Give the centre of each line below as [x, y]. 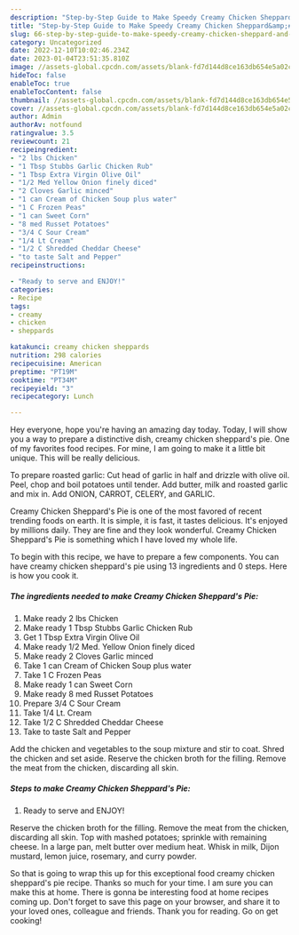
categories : [32, 290]
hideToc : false [38, 76]
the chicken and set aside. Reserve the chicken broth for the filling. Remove [148, 759]
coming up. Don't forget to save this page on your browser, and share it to [145, 902]
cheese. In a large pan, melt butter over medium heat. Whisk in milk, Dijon [145, 847]
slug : [20, 34]
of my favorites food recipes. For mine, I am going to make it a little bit [138, 449]
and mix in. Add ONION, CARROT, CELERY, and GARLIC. [113, 494]
